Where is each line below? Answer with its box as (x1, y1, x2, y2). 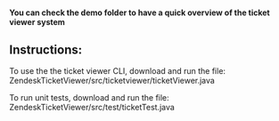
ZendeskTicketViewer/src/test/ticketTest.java (9, 102, 176, 113)
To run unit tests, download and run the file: (9, 93, 169, 103)
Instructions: (9, 42, 83, 57)
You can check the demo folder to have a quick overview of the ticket (9, 7, 270, 18)
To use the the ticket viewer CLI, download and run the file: (9, 66, 226, 77)
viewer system (9, 16, 65, 27)
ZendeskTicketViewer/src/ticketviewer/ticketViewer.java (9, 76, 216, 86)
